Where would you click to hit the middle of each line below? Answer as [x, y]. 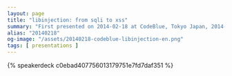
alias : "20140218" [33, 33]
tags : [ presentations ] [43, 46]
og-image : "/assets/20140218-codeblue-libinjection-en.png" [96, 39]
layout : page [26, 13]
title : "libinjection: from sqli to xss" [68, 20]
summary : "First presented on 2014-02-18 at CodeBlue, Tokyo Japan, [108, 26]
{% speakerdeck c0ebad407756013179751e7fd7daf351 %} [90, 65]
